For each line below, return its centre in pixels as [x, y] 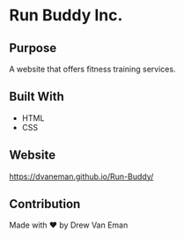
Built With [37, 97]
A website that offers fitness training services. [92, 69]
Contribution [45, 204]
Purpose [33, 48]
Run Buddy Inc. [66, 15]
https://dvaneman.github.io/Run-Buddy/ [81, 176]
